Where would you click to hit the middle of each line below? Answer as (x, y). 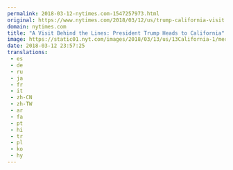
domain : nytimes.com (37, 26)
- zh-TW (21, 104)
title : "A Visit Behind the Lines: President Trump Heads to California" (116, 33)
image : (17, 40)
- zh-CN (21, 98)
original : (21, 20)
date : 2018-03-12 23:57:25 (46, 46)
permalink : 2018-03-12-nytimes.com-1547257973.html (83, 14)
